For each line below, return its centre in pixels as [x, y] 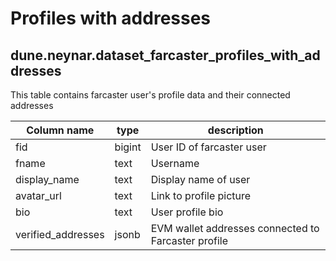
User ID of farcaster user [208, 147]
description [235, 130]
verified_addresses [60, 234]
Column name [60, 130]
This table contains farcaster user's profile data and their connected [150, 95]
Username [175, 163]
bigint [128, 147]
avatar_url [38, 195]
